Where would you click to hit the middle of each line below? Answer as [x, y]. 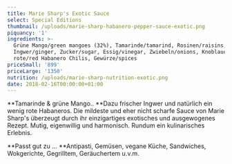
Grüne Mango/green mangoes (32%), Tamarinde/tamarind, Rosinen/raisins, [120, 45]
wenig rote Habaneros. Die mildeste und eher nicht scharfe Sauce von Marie [116, 111]
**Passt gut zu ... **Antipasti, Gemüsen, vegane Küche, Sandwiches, [107, 146]
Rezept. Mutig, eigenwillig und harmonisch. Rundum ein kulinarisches [106, 125]
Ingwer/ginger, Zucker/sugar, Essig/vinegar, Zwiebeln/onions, [106, 52]
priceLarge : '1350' [35, 71]
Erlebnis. [20, 133]
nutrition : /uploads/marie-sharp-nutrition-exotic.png [88, 78]
